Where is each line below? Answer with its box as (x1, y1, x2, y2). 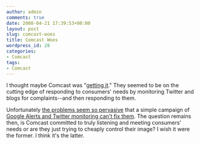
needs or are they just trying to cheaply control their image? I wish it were (6, 125, 190, 133)
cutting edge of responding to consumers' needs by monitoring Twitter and (6, 88, 194, 96)
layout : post (6, 25, 39, 32)
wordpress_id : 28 (6, 43, 50, 49)
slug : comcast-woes (6, 31, 56, 38)
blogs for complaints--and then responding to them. (6, 94, 136, 102)
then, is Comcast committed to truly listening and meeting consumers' (6, 119, 182, 126)
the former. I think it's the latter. (6, 132, 85, 139)
